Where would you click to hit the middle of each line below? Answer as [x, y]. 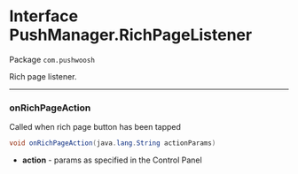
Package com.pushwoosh [52, 59]
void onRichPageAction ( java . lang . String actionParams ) [113, 143]
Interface [43, 16]
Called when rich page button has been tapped [95, 127]
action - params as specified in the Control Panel [112, 160]
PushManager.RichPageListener [131, 35]
